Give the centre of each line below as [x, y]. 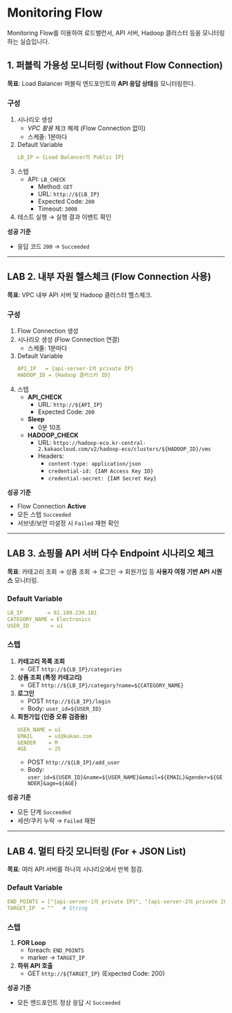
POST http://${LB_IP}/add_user [74, 762]
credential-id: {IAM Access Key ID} [101, 471]
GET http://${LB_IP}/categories [75, 669]
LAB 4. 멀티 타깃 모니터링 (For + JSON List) [97, 851]
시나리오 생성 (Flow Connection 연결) [68, 340]
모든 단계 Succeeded [44, 812]
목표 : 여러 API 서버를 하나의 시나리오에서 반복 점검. [75, 869]
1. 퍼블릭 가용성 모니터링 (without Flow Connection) [115, 65]
